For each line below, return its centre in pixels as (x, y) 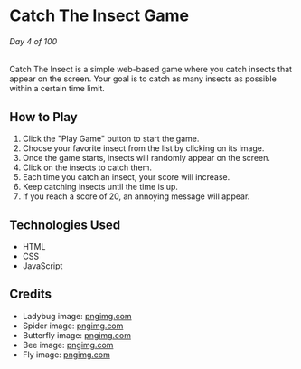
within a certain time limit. (57, 89)
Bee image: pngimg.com (68, 345)
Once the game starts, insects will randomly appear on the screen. (146, 158)
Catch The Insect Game (99, 16)
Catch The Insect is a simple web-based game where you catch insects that (150, 70)
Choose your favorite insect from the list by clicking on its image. (143, 148)
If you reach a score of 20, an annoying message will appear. (136, 196)
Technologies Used (65, 225)
